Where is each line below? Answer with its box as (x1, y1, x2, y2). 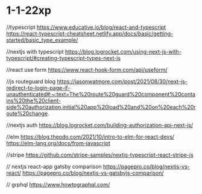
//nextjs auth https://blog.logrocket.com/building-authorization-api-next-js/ (6, 121, 194, 128)
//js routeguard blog (6, 78, 56, 85)
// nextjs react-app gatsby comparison (6, 163, 102, 170)
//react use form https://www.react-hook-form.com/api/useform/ (6, 66, 168, 73)
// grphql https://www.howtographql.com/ (6, 181, 110, 188)
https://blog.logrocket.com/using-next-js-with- (65, 48, 182, 55)
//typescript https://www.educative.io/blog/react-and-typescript (6, 23, 166, 31)
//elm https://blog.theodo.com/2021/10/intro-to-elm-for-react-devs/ (6, 133, 175, 140)
